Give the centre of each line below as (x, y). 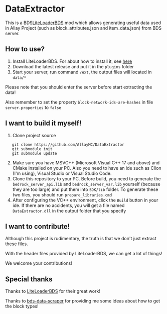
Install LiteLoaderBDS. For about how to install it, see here (72, 61)
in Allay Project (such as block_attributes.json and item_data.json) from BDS (83, 28)
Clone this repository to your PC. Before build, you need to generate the (87, 178)
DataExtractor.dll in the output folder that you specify (69, 211)
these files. (17, 244)
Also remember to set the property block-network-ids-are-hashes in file (79, 102)
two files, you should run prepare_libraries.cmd (62, 194)
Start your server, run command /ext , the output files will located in (82, 72)
